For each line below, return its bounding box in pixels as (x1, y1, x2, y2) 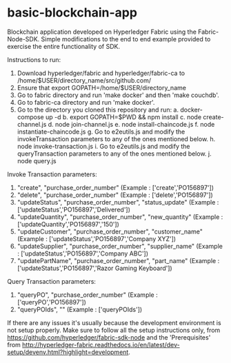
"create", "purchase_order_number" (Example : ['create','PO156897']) (17, 183, 214, 191)
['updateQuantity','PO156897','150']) (17, 220, 119, 228)
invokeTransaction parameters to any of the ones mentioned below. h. (17, 134, 216, 143)
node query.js (17, 156, 57, 165)
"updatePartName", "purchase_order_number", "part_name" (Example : (17, 256, 220, 265)
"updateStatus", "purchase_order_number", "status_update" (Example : (17, 198, 219, 206)
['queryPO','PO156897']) (17, 298, 86, 306)
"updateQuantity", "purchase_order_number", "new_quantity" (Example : (17, 212, 223, 221)
